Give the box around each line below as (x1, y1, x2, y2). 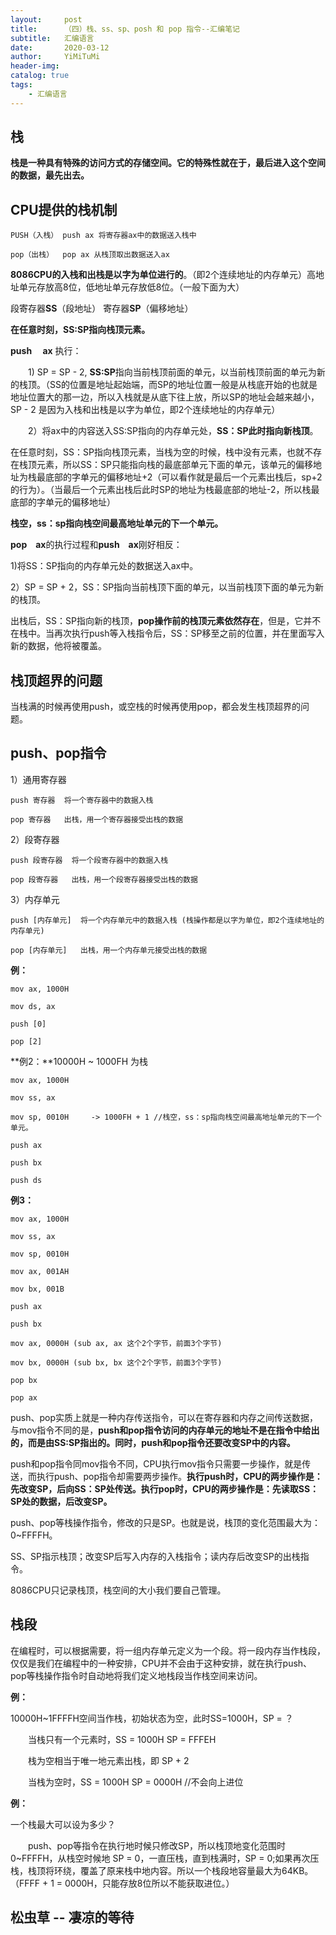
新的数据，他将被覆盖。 (10, 640, 107, 652)
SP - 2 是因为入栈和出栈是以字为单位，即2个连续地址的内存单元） (10, 404, 281, 416)
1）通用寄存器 (10, 773, 67, 785)
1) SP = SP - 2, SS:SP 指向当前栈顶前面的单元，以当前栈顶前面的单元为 (28, 366, 317, 378)
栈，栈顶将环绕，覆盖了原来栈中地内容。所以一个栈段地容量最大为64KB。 (10, 1864, 314, 1876)
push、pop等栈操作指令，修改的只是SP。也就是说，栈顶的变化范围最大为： (10, 1516, 321, 1528)
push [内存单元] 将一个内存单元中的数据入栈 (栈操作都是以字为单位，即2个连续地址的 (10, 915, 325, 925)
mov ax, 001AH (10, 1266, 70, 1276)
